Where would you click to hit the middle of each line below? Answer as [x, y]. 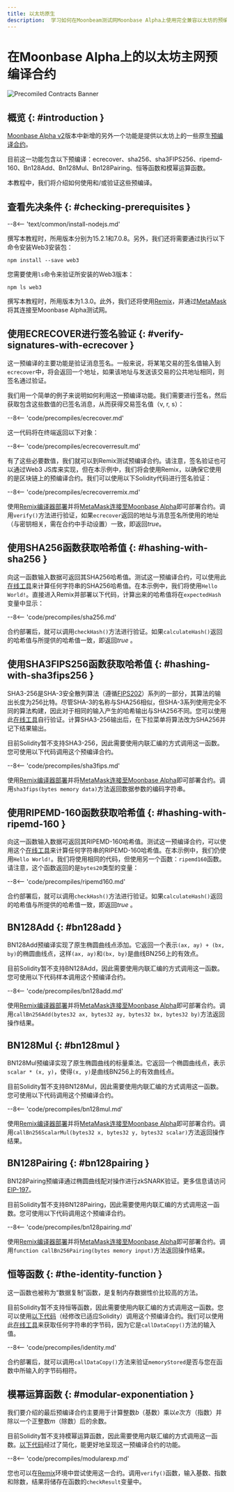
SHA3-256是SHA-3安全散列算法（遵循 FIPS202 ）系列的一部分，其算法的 [111, 693]
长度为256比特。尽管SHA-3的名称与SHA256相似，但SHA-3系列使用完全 [117, 702]
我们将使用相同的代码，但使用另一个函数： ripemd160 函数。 [141, 859]
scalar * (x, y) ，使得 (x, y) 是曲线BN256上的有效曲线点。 [93, 1072]
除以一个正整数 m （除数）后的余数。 [59, 1421]
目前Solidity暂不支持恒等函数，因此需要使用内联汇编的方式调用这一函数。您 [116, 1307]
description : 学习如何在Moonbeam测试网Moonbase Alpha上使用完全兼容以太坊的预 [115, 20]
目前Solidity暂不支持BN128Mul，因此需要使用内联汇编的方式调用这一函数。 [115, 1086]
